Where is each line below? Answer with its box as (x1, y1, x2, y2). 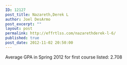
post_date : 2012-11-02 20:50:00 (5, 40, 73, 45)
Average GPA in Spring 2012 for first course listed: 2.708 (5, 54, 122, 60)
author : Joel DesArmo (5, 17, 51, 22)
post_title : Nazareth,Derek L (5, 12, 69, 17)
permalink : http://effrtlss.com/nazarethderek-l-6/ (5, 31, 116, 36)
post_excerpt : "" (5, 21, 42, 27)
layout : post (5, 26, 33, 31)
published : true (5, 36, 39, 41)
